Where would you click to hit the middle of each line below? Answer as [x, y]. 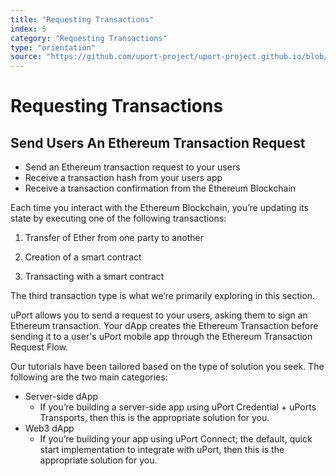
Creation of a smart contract [83, 257]
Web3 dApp [49, 428]
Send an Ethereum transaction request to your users [132, 167]
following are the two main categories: [89, 377]
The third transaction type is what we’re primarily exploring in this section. [163, 296]
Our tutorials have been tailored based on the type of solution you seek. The [167, 367]
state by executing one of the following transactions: [118, 218]
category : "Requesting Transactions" [89, 38]
